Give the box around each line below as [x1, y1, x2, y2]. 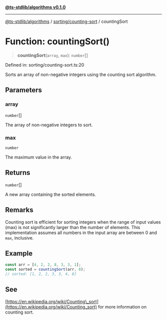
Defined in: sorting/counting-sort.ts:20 [5, 62, 84, 68]
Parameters [5, 86, 42, 94]
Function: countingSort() [5, 36, 110, 47]
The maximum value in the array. [5, 154, 72, 160]
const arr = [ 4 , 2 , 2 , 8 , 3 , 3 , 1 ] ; [5, 262, 81, 267]
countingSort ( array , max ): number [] [17, 52, 88, 58]
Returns [5, 168, 31, 177]
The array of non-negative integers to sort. [5, 122, 93, 128]
